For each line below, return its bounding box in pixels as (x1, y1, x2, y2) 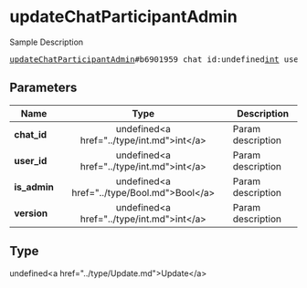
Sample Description (9, 36, 84, 47)
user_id (14, 154, 48, 167)
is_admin (14, 180, 55, 193)
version (14, 207, 48, 220)
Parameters (9, 80, 78, 96)
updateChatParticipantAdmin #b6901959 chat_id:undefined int (9, 54, 281, 65)
